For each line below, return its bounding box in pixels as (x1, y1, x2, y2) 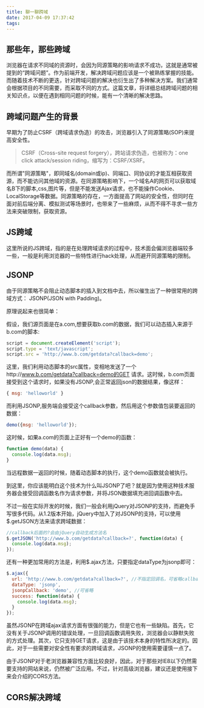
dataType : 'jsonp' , (12, 582, 61, 588)
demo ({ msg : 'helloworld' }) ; (6, 422, 78, 428)
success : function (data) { (12, 593, 80, 599)
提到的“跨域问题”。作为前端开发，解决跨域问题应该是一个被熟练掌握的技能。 (6, 69, 197, 77)
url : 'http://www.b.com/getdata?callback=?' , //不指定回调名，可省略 (12, 576, 182, 582)
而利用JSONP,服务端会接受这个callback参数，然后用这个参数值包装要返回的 (6, 402, 195, 410)
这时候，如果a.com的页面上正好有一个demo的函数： (6, 434, 137, 441)
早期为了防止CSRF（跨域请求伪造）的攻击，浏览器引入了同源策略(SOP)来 (6, 129, 189, 136)
